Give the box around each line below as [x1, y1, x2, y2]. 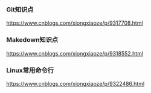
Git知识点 [6, 5, 34, 13]
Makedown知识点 [6, 36, 59, 44]
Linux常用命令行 [6, 66, 54, 74]
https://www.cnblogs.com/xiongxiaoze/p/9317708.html [6, 19, 143, 27]
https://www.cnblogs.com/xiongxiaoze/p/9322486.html [6, 80, 145, 87]
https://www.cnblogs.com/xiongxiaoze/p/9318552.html [6, 50, 144, 57]
